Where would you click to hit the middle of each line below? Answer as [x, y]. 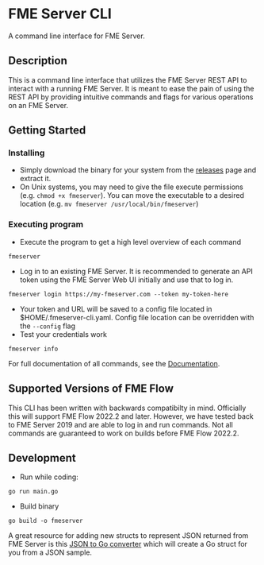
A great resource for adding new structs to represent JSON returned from [128, 536]
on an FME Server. [38, 105]
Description [38, 61]
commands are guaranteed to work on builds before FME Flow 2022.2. [124, 433]
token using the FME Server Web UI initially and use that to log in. [126, 280]
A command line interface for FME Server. [77, 36]
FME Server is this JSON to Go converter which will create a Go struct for [128, 544]
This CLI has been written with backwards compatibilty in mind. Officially [127, 408]
